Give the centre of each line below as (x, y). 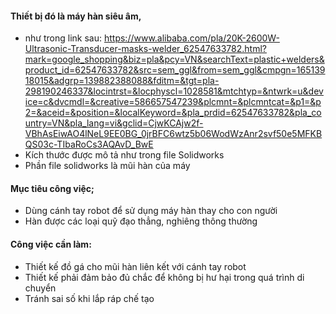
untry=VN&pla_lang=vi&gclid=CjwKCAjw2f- (114, 123)
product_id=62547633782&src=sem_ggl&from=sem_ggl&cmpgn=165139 (175, 70)
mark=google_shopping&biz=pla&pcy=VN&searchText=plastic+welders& (174, 59)
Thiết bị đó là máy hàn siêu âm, (76, 16)
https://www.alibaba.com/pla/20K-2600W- (191, 38)
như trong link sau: (63, 38)
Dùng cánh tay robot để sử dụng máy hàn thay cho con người (151, 211)
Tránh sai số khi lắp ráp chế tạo (89, 298)
